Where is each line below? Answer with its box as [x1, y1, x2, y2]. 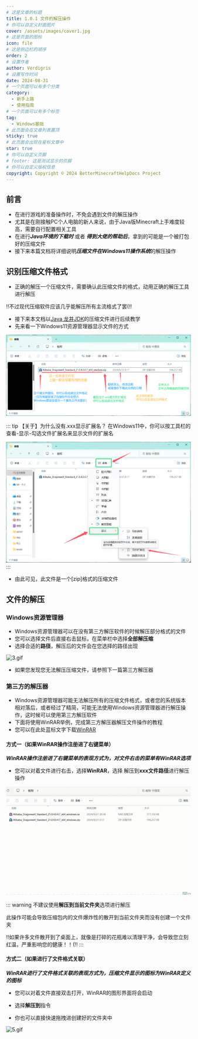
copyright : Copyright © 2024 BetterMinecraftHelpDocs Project [6, 170, 161, 176]
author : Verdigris [6, 65, 51, 71]
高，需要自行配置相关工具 [14, 226, 77, 233]
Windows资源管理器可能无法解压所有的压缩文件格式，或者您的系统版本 [14, 697, 186, 704]
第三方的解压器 [6, 682, 49, 691]
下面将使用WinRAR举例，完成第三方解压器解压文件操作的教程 [14, 719, 163, 726]
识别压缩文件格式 [6, 266, 68, 276]
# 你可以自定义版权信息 [6, 164, 56, 170]
